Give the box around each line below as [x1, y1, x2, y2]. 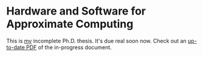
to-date [6, 44, 26, 51]
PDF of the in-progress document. [26, 44, 112, 51]
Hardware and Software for [6, 4, 146, 18]
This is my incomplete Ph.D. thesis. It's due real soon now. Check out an [6, 37, 187, 44]
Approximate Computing [6, 17, 134, 31]
